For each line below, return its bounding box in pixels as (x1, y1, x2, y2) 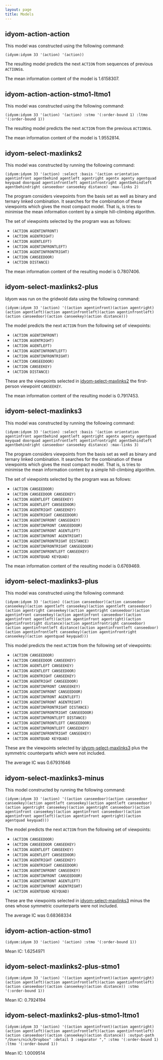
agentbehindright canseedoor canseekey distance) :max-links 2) (5, 185, 139, 189)
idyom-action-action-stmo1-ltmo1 (5, 90, 111, 98)
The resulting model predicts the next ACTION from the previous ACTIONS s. (5, 126, 152, 132)
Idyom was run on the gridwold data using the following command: (5, 295, 140, 302)
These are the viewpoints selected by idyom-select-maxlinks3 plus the (5, 745, 148, 751)
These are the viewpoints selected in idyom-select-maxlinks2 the (5, 378, 137, 384)
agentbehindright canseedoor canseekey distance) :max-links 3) (5, 442, 139, 447)
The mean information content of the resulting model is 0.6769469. (5, 563, 141, 569)
